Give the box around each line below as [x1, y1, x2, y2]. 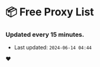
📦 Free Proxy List [5, 5, 94, 19]
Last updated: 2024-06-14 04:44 [14, 44, 92, 51]
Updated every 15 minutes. [5, 31, 85, 39]
